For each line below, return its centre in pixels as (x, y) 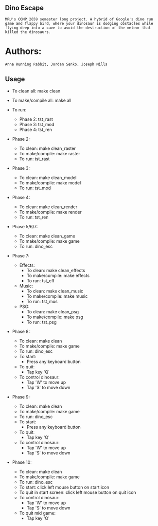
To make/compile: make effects (58, 275)
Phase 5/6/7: (25, 226)
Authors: (23, 51)
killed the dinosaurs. (28, 32)
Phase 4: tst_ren (35, 129)
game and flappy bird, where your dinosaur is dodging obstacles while (79, 23)
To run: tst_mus (42, 301)
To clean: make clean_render (48, 207)
